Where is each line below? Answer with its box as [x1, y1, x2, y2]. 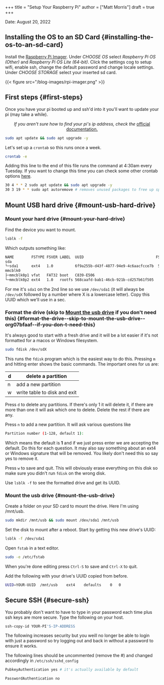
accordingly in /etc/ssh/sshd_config [5, 658, 79, 664]
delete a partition [26, 373, 67, 380]
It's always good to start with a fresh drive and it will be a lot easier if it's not [5, 332, 159, 338]
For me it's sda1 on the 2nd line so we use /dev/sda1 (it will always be [5, 286, 144, 292]
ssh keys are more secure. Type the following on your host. [5, 614, 124, 620]
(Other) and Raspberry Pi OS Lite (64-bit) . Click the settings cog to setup [5, 59, 152, 65]
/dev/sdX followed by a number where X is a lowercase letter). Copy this [5, 291, 150, 297]
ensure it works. [5, 643, 38, 649]
